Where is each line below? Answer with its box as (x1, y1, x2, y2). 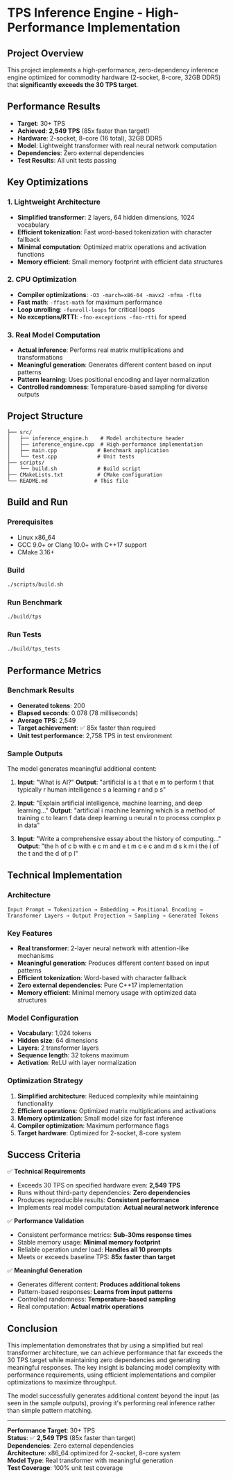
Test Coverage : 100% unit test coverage (7, 1464, 123, 1472)
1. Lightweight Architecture (7, 197, 101, 207)
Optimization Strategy (7, 1076, 83, 1086)
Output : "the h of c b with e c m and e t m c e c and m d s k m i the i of (17, 842, 219, 850)
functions (17, 250, 45, 258)
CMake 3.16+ (17, 547, 55, 556)
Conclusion (7, 1322, 58, 1334)
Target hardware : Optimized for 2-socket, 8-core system (17, 1128, 182, 1137)
